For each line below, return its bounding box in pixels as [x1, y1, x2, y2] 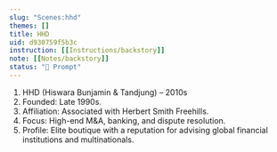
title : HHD [9, 29, 50, 38]
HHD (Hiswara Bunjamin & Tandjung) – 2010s [21, 86, 188, 98]
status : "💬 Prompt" [9, 63, 82, 72]
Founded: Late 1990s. [21, 96, 102, 107]
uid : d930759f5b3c [9, 37, 77, 47]
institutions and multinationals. [21, 134, 134, 145]
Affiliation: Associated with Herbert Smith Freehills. [21, 106, 209, 116]
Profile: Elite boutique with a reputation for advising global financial [21, 124, 269, 135]
